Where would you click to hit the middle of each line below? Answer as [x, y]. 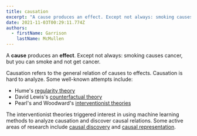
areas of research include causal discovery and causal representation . [91, 127]
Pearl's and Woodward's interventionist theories [73, 103]
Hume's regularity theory [45, 91]
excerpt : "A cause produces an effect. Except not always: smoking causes [99, 17]
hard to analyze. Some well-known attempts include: [69, 79]
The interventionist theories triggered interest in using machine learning [93, 114]
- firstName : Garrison [39, 33]
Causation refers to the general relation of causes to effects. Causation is [94, 73]
